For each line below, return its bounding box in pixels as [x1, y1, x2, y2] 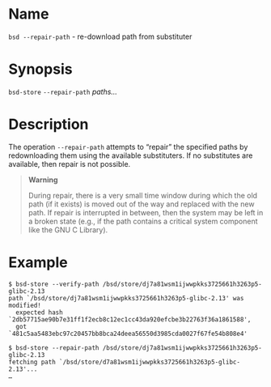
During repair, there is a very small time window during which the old [28, 190, 257, 200]
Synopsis [8, 60, 73, 79]
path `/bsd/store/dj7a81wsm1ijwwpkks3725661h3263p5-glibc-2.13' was [8, 294, 244, 302]
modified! [8, 301, 42, 309]
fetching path [8, 358, 57, 366]
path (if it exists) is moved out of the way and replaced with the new [28, 199, 255, 209]
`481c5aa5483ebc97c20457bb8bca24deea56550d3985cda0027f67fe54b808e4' [8, 330, 248, 338]
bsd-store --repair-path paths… [8, 87, 117, 96]
